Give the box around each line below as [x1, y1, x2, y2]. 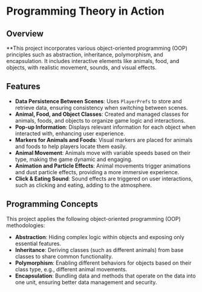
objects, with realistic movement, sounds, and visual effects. [6, 64, 157, 71]
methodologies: [6, 222, 45, 229]
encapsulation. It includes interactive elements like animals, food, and [6, 58, 180, 64]
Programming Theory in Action [6, 4, 165, 18]
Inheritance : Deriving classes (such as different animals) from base [15, 246, 184, 253]
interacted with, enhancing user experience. [15, 129, 125, 137]
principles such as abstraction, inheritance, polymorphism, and [6, 51, 163, 58]
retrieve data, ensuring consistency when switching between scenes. [15, 104, 188, 111]
